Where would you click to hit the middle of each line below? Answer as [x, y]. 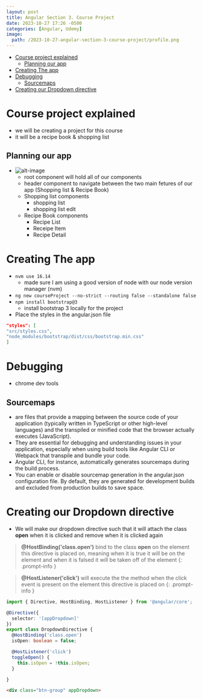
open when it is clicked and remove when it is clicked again [89, 535]
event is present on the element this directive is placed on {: [95, 584]
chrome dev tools [37, 383]
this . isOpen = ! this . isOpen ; [54, 663]
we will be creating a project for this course [69, 130]
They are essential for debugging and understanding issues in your [98, 443]
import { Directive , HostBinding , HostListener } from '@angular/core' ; [99, 602]
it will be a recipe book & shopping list [62, 137]
